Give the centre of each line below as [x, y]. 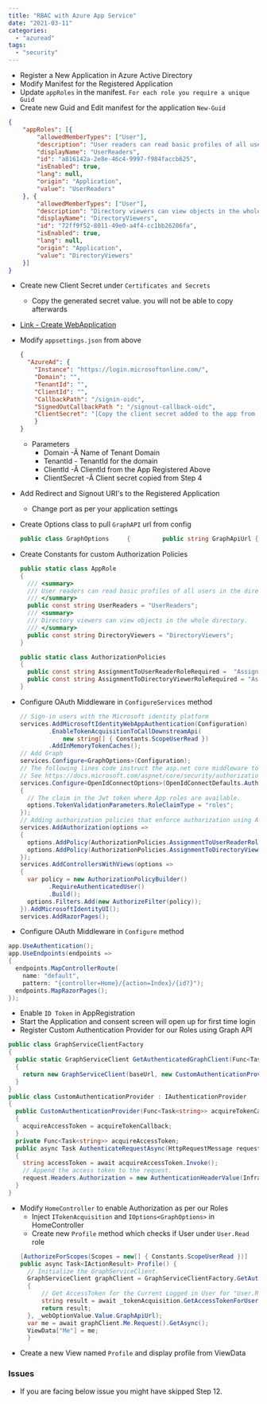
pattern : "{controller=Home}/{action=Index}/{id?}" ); [113, 983]
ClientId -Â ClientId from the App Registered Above [127, 469]
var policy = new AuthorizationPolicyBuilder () [108, 880]
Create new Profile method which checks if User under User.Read [140, 1233]
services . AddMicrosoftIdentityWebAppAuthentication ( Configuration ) [134, 724]
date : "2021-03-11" [41, 23]
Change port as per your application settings [105, 509]
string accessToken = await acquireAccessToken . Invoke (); [120, 1163]
